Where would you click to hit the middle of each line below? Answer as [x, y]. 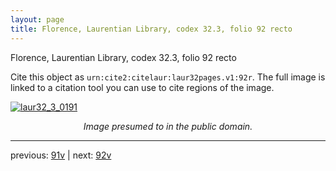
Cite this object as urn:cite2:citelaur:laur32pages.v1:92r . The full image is [168, 77]
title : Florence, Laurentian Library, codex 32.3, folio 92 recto [151, 29]
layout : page [37, 19]
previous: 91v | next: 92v [61, 155]
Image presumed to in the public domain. [168, 126]
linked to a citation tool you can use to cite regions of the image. [142, 87]
